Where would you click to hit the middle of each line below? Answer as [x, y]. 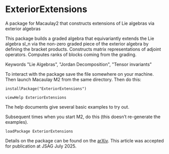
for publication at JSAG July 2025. [41, 146]
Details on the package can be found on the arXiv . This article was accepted [84, 140]
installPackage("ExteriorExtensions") [46, 89]
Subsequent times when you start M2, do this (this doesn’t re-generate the [83, 117]
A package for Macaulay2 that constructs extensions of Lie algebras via [80, 23]
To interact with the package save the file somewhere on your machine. [79, 74]
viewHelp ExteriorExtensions [36, 97]
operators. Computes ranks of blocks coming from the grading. [71, 55]
